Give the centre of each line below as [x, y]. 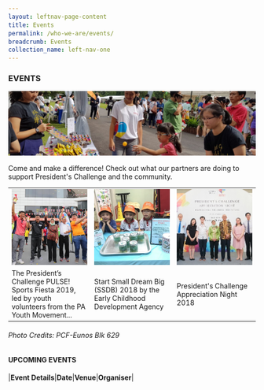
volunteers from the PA [49, 306]
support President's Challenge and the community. [90, 176]
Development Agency [129, 306]
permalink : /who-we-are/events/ [61, 33]
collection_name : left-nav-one [59, 50]
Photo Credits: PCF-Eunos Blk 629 [64, 336]
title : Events [31, 25]
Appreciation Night [207, 294]
